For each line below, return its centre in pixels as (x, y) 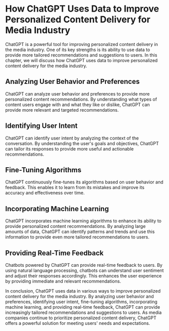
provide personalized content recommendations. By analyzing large (75, 226)
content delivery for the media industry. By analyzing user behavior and (79, 296)
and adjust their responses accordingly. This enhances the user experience (83, 276)
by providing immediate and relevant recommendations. (63, 281)
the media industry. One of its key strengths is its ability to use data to (78, 50)
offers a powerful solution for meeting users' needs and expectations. (78, 323)
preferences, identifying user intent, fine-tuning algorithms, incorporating (81, 302)
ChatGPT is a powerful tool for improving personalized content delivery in (81, 44)
